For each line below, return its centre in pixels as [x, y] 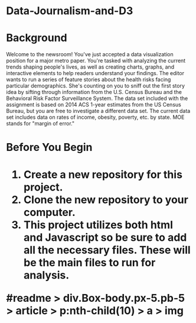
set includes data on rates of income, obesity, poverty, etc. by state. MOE [95, 117]
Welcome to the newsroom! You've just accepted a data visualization [90, 54]
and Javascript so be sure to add [105, 237]
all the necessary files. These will [107, 250]
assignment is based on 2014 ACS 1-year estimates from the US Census [94, 105]
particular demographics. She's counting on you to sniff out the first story [95, 86]
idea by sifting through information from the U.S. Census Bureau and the [94, 92]
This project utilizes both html [98, 225]
